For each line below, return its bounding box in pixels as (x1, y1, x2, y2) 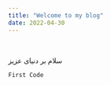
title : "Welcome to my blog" (8, 11, 104, 20)
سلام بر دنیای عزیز (8, 56, 63, 65)
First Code (8, 71, 44, 79)
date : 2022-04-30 (8, 19, 65, 27)
